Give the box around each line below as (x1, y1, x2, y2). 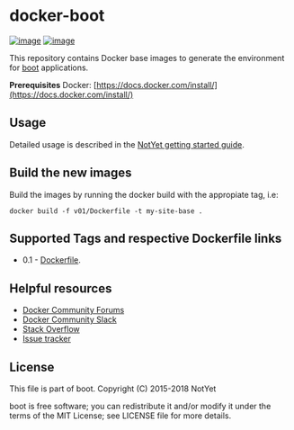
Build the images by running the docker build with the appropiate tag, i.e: (9, 189, 279, 200)
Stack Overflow (22, 324, 81, 335)
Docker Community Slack (22, 314, 117, 325)
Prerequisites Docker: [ (9, 79, 97, 90)
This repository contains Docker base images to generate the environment (9, 52, 285, 63)
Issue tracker (22, 334, 72, 345)
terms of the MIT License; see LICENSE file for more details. (9, 410, 232, 421)
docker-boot (9, 5, 105, 26)
